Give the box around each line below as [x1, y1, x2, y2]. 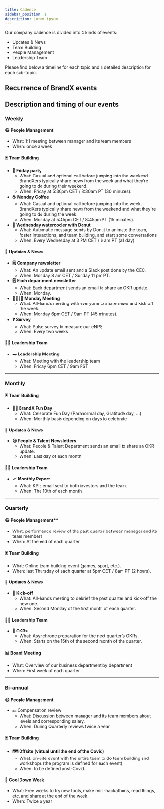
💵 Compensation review [12, 708, 61, 713]
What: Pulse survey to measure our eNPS [19, 323, 103, 329]
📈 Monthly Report [12, 476, 50, 482]
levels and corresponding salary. [19, 718, 85, 724]
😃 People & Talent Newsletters [12, 438, 77, 444]
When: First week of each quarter [12, 668, 80, 674]
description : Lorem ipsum [5, 16, 58, 21]
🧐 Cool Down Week [5, 777, 45, 783]
